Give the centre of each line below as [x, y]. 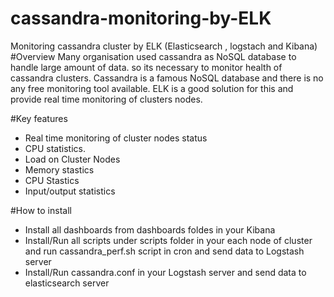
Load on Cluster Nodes [72, 159]
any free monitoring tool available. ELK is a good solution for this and [152, 88]
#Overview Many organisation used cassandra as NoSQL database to [153, 56]
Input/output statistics [70, 191]
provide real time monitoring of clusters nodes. [106, 99]
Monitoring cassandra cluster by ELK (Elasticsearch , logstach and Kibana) [164, 46]
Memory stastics [59, 169]
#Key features [39, 118]
